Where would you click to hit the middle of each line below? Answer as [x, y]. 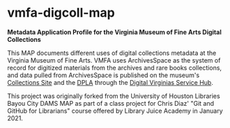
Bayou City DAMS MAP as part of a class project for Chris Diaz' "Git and [111, 103]
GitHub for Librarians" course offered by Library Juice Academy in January [115, 111]
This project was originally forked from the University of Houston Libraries [114, 96]
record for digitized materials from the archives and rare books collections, [114, 67]
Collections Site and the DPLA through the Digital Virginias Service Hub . [110, 82]
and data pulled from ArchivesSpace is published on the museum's [103, 75]
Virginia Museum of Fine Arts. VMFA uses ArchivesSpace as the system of [114, 60]
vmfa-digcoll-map [61, 13]
